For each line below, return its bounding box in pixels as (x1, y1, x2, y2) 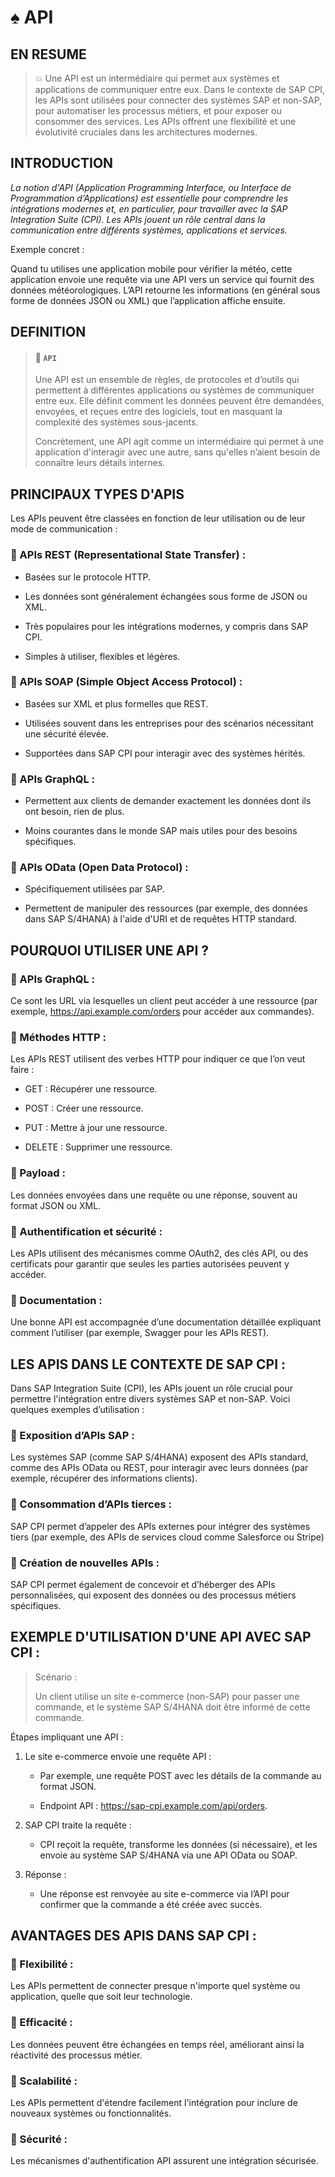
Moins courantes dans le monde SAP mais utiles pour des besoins (24, 825, 298, 837)
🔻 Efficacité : (10, 2016, 73, 2030)
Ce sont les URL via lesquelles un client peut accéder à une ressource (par (10, 995, 318, 1007)
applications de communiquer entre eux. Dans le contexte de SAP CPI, (34, 84, 326, 95)
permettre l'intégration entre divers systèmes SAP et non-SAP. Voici (10, 1393, 291, 1405)
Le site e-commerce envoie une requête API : (24, 1750, 212, 1762)
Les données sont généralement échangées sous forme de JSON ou (24, 590, 308, 602)
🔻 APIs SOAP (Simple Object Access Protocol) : (10, 675, 243, 689)
